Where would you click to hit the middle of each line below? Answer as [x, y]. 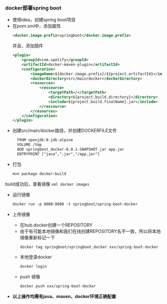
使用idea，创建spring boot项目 [44, 20]
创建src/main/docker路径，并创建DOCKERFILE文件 [65, 131]
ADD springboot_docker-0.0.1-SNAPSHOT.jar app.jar [71, 149]
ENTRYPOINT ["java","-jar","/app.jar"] [58, 154]
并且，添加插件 [28, 46]
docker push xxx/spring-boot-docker [58, 286]
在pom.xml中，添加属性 [37, 26]
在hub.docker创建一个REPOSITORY [56, 225]
